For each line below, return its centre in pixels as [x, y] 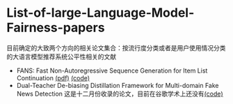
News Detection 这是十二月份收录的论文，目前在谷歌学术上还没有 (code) [120, 94]
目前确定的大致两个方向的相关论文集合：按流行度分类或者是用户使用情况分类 [116, 47]
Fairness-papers [56, 28]
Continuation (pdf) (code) [53, 77]
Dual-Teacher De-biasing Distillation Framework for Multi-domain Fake [118, 85]
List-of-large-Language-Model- [101, 13]
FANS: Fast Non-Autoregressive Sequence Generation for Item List [112, 70]
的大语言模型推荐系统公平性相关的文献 [61, 57]
